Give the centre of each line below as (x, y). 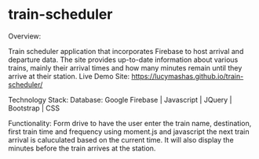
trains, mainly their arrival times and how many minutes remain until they (125, 67)
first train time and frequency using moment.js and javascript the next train (129, 132)
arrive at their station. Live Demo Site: (69, 76)
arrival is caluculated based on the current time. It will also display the (121, 139)
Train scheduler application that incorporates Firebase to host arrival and (126, 51)
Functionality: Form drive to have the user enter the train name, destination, (130, 123)
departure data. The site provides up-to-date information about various (123, 60)
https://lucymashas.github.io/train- (188, 76)
